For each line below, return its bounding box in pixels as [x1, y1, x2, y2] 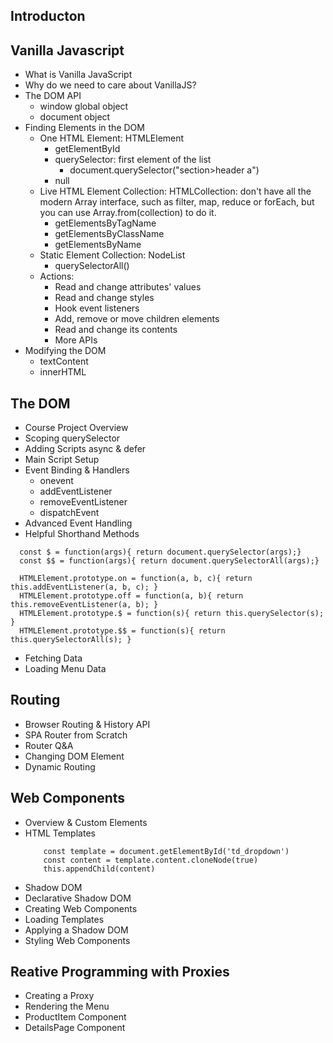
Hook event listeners [54, 302, 140, 314]
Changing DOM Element [24, 750, 125, 762]
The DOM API [24, 90, 82, 102]
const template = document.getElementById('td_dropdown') [43, 846, 290, 856]
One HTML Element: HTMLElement [39, 132, 185, 144]
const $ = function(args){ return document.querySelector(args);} [19, 547, 302, 558]
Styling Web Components [24, 934, 131, 946]
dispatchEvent [39, 507, 100, 519]
